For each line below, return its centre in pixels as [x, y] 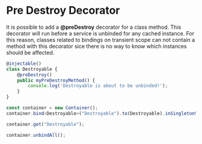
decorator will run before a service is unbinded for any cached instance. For [100, 33]
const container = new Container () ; [52, 108]
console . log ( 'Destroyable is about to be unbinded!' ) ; [98, 86]
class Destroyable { [32, 69]
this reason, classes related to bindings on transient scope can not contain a [101, 40]
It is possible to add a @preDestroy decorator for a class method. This [94, 27]
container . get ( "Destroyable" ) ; [45, 124]
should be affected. [30, 52]
